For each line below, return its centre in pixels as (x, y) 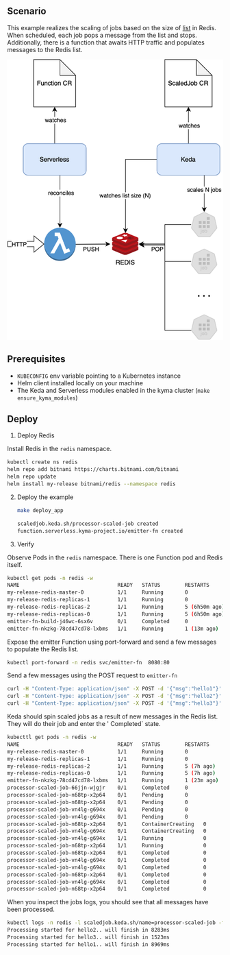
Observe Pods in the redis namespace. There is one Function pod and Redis (115, 557)
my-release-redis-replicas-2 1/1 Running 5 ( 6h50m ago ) (116, 607)
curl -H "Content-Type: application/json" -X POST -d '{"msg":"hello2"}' (115, 696)
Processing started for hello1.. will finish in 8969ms (88, 944)
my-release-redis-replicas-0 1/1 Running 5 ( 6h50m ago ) (116, 614)
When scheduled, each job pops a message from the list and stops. (102, 35)
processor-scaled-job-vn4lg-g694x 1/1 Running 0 (107, 838)
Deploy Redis (36, 435)
